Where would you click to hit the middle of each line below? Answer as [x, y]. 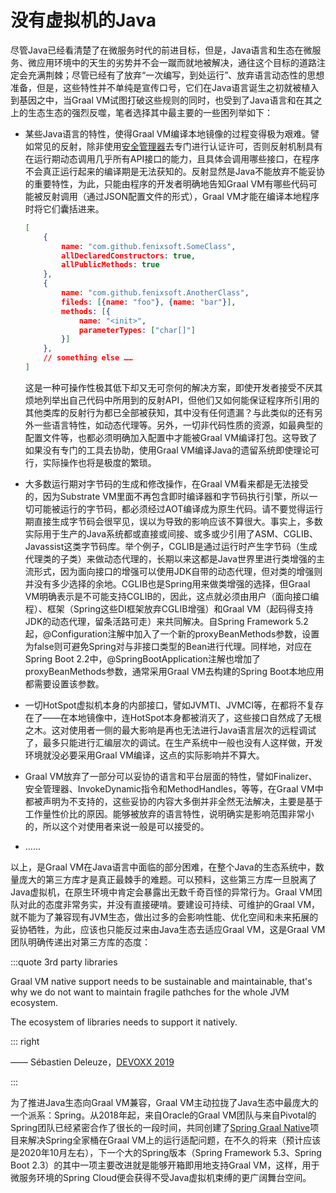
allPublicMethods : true [110, 265]
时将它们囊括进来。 [64, 208]
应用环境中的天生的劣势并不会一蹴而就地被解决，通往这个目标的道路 [176, 62]
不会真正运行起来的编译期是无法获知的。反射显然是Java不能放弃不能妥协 [175, 171]
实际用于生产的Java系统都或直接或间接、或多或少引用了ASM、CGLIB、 [171, 533]
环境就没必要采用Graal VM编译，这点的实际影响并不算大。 [144, 755]
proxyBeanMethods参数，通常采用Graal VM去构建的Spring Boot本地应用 [174, 671]
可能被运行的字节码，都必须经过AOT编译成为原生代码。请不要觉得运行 [178, 508]
